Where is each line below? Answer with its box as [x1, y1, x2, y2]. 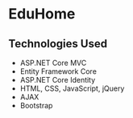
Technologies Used [8, 37, 107, 51]
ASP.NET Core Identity [19, 75, 96, 84]
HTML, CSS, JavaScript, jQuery [19, 83, 125, 93]
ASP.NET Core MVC [19, 58, 87, 67]
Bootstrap [19, 101, 53, 110]
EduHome [8, 5, 76, 23]
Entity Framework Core [19, 67, 97, 76]
